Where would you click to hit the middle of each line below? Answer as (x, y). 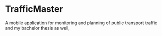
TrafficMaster (34, 9)
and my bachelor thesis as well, (38, 28)
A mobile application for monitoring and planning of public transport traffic (81, 23)
